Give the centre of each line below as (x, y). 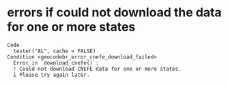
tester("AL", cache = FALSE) (55, 51)
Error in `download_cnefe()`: (56, 63)
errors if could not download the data (114, 13)
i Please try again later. (52, 75)
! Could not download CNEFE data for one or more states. (98, 69)
